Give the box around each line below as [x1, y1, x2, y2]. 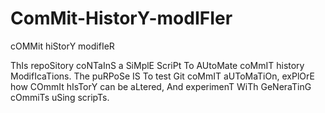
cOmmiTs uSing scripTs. [10, 91, 110, 103]
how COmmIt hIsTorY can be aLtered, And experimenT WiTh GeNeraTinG [10, 80, 312, 92]
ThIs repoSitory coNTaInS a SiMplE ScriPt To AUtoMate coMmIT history [10, 59, 305, 71]
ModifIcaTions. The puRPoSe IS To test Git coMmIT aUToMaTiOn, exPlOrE [10, 70, 315, 82]
